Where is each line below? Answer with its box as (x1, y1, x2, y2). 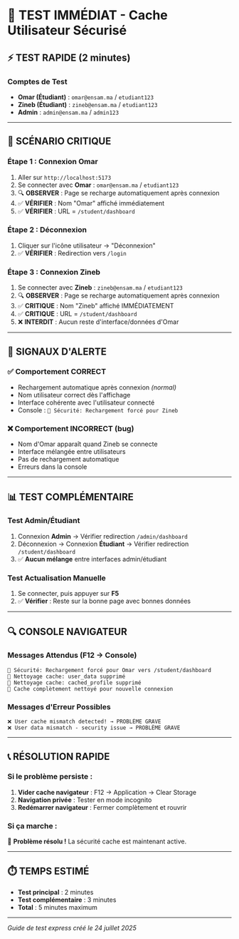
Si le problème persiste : (7, 771, 93, 781)
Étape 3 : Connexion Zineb (7, 267, 101, 277)
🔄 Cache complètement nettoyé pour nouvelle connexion (7, 685, 174, 692)
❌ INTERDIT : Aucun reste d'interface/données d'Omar (17, 318, 179, 326)
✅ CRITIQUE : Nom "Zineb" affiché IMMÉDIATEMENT (17, 302, 174, 310)
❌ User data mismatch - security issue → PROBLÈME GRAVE (7, 724, 181, 731)
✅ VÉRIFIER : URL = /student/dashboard (17, 207, 135, 215)
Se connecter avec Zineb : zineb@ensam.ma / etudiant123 (17, 283, 183, 292)
